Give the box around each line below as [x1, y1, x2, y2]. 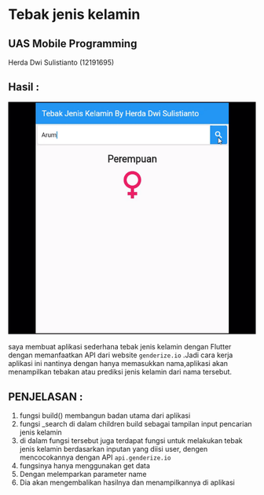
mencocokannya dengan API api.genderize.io [19, 453, 171, 462]
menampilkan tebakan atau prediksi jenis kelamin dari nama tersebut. [8, 368, 233, 377]
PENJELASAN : [8, 390, 83, 403]
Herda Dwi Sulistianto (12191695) [8, 57, 115, 67]
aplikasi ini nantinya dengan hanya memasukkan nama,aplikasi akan [8, 359, 229, 368]
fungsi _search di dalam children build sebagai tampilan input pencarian [19, 419, 253, 429]
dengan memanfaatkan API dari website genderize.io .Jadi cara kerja [8, 350, 233, 360]
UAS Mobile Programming [8, 37, 137, 50]
